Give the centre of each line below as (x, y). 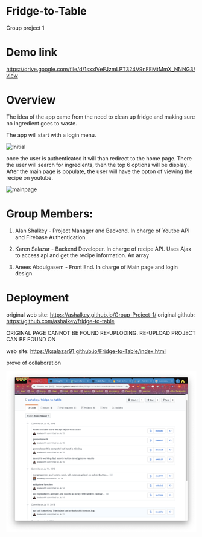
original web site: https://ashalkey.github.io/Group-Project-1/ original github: (101, 315)
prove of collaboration (34, 363)
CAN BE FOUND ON (31, 339)
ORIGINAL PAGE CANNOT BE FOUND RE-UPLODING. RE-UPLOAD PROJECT (101, 333)
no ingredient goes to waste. (42, 123)
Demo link (32, 52)
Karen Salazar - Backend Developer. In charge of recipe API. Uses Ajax (103, 249)
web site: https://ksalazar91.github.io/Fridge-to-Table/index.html (86, 351)
